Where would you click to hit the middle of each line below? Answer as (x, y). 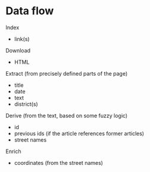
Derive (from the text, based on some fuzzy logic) (67, 115)
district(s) (26, 104)
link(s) (22, 39)
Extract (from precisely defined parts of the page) (67, 73)
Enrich (13, 151)
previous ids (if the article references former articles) (79, 133)
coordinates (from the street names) (59, 162)
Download (18, 50)
